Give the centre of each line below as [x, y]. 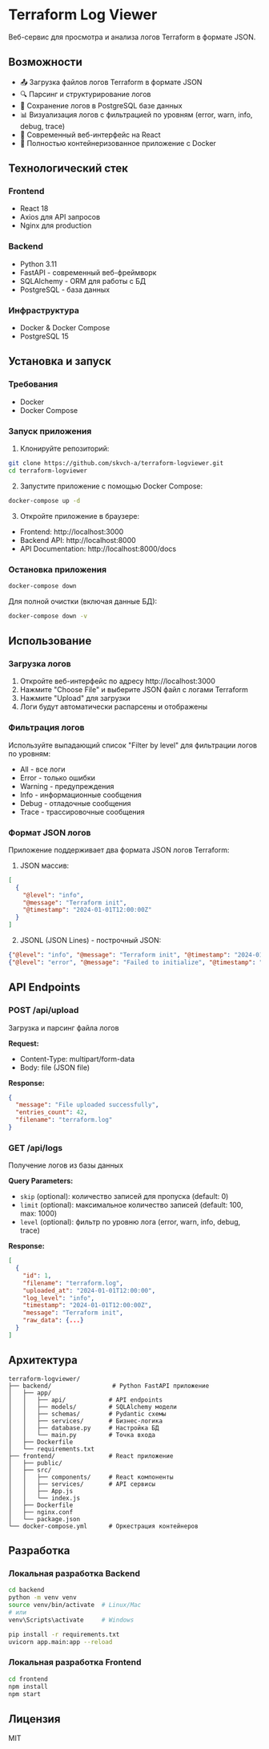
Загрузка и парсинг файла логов [64, 1027]
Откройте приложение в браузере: [80, 516]
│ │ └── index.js [44, 1498]
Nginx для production [56, 225]
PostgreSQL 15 [44, 336]
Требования [33, 384]
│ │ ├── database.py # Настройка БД [84, 1428]
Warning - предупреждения [67, 786]
